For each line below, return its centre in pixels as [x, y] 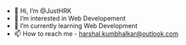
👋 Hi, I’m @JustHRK [43, 11]
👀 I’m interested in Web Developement [70, 18]
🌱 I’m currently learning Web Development [76, 26]
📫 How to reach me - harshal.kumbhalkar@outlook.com [96, 34]
